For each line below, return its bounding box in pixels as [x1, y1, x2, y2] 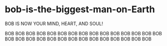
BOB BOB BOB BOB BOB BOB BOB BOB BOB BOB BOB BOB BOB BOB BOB [5, 30, 162, 36]
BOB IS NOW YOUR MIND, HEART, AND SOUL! [5, 20, 103, 27]
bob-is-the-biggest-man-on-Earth [5, 4, 155, 15]
